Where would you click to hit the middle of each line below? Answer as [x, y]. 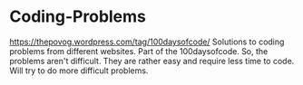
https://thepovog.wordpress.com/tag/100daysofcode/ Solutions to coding [147, 42]
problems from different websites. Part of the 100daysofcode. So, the [139, 51]
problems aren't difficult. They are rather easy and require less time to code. [152, 61]
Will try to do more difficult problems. [79, 71]
